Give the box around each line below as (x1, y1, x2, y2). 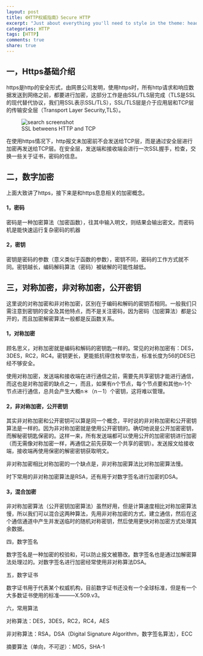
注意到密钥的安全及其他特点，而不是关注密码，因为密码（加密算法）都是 (11, 307, 192, 314)
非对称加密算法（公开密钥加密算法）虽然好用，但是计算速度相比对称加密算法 (6, 502, 197, 510)
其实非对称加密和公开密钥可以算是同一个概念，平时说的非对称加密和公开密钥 (6, 417, 197, 424)
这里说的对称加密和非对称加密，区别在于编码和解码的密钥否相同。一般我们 (6, 300, 192, 307)
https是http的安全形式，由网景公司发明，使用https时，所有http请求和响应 (6, 83, 189, 91)
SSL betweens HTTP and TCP (21, 125, 96, 132)
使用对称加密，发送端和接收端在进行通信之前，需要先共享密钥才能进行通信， (6, 372, 197, 380)
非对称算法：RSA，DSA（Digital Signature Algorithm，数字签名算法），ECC (6, 630, 193, 638)
